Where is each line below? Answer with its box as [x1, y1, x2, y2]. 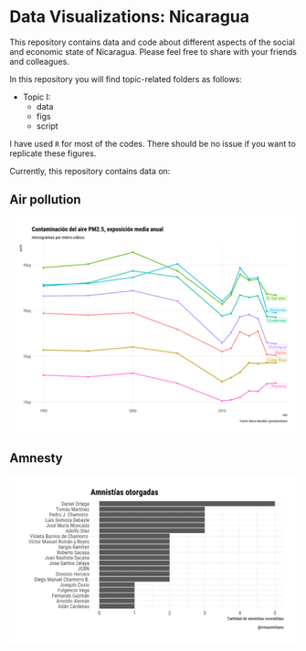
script [36, 121, 58, 131]
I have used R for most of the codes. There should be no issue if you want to [9, 138, 297, 149]
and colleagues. [9, 56, 70, 67]
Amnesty [9, 450, 63, 467]
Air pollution [9, 192, 81, 207]
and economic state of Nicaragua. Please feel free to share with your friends [9, 46, 297, 57]
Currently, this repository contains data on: [9, 165, 171, 176]
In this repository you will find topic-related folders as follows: [9, 73, 242, 84]
